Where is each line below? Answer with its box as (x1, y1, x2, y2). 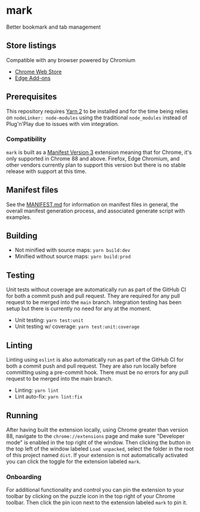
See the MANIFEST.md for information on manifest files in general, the (6, 201, 179, 208)
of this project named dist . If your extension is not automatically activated (6, 451, 188, 458)
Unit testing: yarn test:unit (14, 317, 84, 324)
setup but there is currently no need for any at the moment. (6, 305, 152, 312)
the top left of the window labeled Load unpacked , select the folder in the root (6, 445, 194, 452)
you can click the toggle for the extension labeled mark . (6, 458, 141, 465)
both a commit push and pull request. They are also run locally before (6, 362, 177, 370)
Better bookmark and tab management (6, 23, 101, 30)
